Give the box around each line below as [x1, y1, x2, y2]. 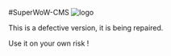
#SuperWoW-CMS [8, 8, 70, 17]
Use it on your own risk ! [8, 38, 90, 48]
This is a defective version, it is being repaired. [8, 23, 164, 32]
